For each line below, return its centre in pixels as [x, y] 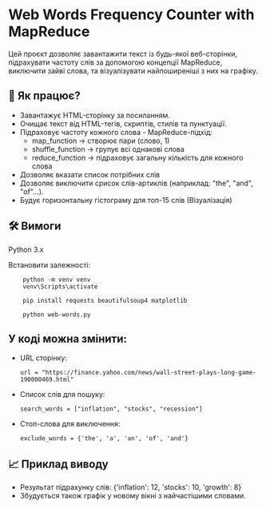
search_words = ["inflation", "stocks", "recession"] [111, 409]
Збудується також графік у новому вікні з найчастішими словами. [133, 496]
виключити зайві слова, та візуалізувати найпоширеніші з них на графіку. [133, 70]
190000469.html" [47, 380]
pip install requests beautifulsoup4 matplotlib [105, 300]
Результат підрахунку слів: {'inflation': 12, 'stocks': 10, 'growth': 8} [131, 487]
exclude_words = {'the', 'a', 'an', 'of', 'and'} [104, 439]
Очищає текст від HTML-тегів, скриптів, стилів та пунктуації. [123, 123]
